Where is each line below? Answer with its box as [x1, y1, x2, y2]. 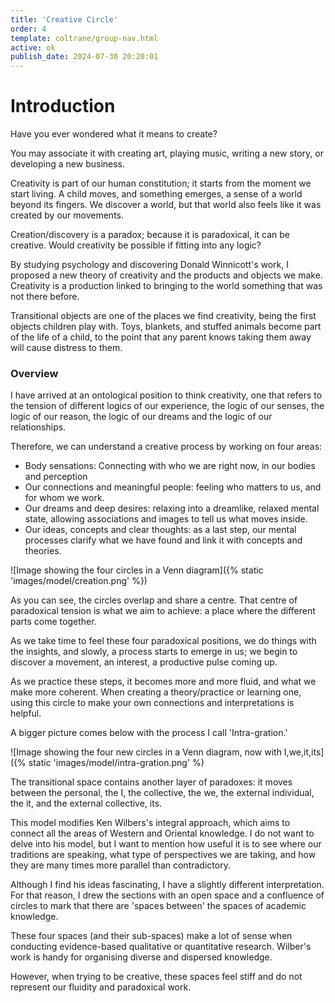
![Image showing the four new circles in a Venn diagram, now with [10, 746, 282, 758]
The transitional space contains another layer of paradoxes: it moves [10, 776, 293, 788]
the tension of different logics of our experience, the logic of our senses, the [10, 400, 325, 412]
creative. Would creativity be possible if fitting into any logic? [10, 239, 262, 251]
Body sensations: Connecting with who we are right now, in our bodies [24, 460, 316, 472]
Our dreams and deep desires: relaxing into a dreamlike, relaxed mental [24, 502, 320, 515]
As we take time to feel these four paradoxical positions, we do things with [10, 635, 317, 647]
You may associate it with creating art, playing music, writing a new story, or [10, 147, 324, 160]
